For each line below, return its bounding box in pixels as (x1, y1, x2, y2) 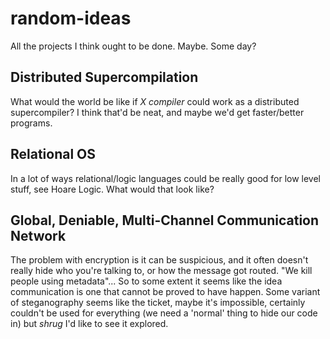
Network (10, 227, 67, 244)
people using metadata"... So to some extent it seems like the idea (10, 275, 283, 287)
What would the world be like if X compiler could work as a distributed (10, 95, 300, 107)
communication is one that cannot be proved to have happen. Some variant (10, 286, 321, 298)
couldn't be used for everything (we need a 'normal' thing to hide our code (10, 307, 318, 319)
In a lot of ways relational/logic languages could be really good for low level (10, 172, 322, 184)
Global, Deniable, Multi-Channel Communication (10, 212, 320, 229)
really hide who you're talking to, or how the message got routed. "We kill (10, 265, 313, 277)
